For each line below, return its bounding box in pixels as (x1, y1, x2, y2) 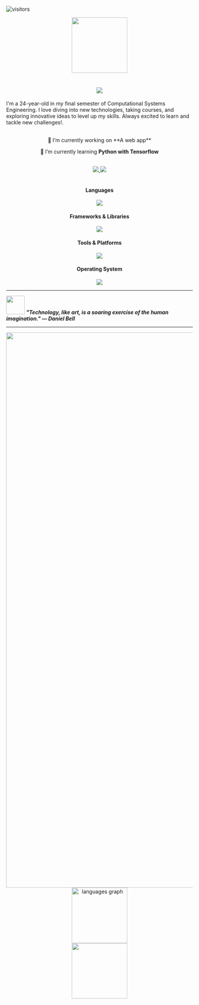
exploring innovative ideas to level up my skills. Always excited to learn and (6, 113, 190, 120)
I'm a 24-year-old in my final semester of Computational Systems (6, 99, 166, 107)
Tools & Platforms (77, 239, 122, 246)
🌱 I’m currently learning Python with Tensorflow (40, 148, 159, 155)
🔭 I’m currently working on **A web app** (47, 136, 152, 143)
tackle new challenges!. (6, 118, 64, 126)
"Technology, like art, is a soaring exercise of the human (25, 309, 169, 316)
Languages (85, 187, 114, 194)
